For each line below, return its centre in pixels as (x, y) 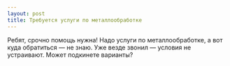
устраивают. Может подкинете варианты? (70, 55)
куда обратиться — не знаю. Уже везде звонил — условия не (99, 47)
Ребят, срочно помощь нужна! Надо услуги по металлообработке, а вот (115, 40)
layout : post (26, 14)
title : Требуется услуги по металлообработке (74, 20)
